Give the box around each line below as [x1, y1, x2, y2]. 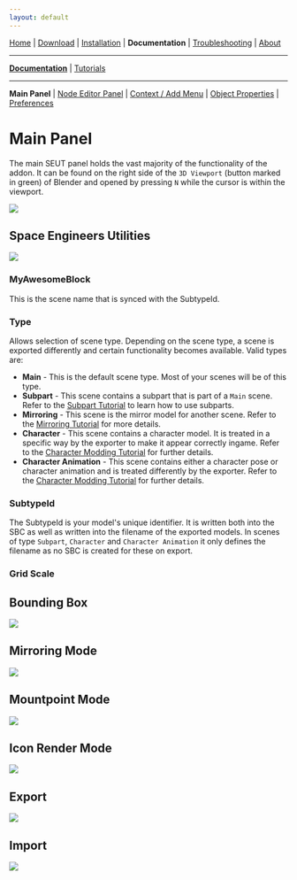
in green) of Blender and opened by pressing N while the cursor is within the [9, 176, 286, 187]
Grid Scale [9, 567, 55, 580]
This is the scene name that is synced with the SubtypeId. [9, 293, 220, 304]
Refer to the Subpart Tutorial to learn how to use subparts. [21, 399, 234, 410]
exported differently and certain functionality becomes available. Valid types [9, 344, 287, 355]
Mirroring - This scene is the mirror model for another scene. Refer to [21, 409, 277, 420]
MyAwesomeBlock [9, 274, 91, 286]
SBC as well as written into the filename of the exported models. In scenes [9, 527, 280, 537]
